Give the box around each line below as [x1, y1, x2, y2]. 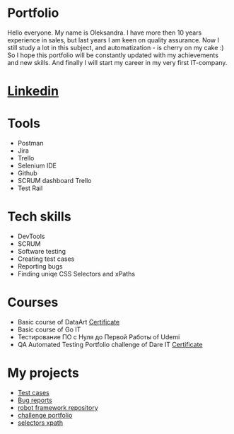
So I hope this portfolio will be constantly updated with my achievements [7, 51, 219, 59]
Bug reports [17, 396, 53, 404]
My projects [7, 365, 79, 381]
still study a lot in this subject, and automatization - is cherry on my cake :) [7, 43, 224, 52]
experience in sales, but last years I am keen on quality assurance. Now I [7, 35, 219, 44]
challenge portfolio [17, 411, 73, 419]
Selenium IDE [17, 161, 57, 170]
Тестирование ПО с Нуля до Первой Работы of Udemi [17, 332, 180, 341]
